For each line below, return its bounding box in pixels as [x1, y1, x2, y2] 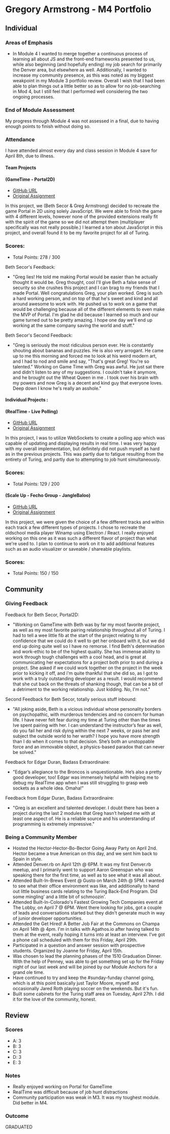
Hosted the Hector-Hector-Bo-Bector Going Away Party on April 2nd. [12, 845, 157, 852]
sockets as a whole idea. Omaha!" [12, 785, 84, 791]
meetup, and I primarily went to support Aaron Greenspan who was [12, 867, 154, 873]
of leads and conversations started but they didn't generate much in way [12, 910, 165, 916]
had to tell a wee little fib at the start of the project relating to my [12, 632, 147, 638]
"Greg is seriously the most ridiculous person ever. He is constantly [12, 342, 154, 348]
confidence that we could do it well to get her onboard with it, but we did [12, 638, 165, 644]
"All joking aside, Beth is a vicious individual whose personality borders [12, 706, 161, 712]
